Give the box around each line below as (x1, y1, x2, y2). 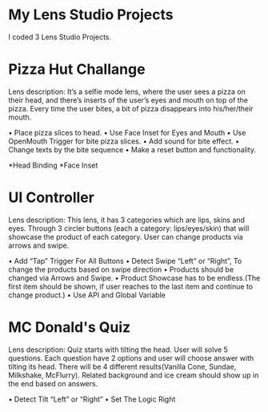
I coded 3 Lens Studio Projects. (8, 32, 112, 42)
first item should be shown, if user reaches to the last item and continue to (8, 281, 254, 291)
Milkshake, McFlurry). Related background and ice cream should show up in (8, 370, 259, 380)
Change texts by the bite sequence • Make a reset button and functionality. (8, 144, 256, 154)
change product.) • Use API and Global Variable (8, 290, 166, 300)
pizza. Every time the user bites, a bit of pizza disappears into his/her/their (8, 103, 254, 113)
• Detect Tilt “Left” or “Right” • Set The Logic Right (8, 394, 176, 404)
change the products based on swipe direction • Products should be (8, 265, 234, 274)
